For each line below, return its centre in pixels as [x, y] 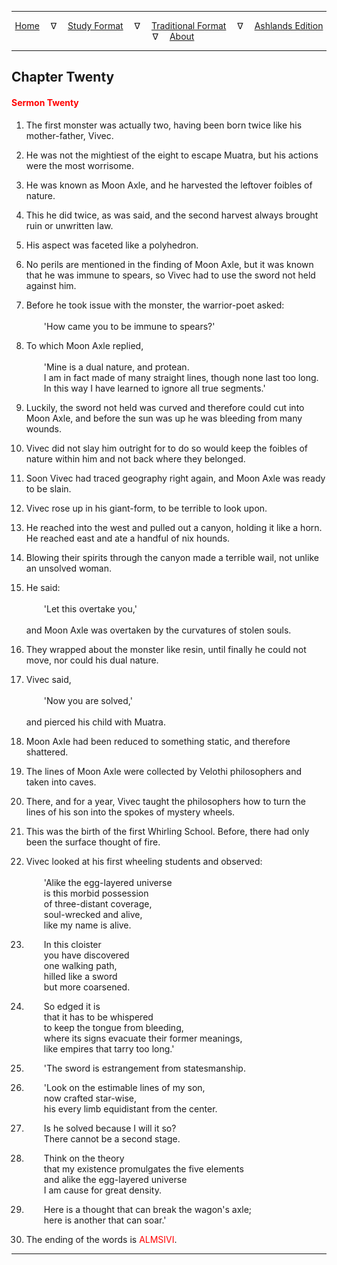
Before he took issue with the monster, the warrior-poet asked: [155, 305]
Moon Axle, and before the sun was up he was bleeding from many [164, 418]
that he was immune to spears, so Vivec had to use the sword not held [170, 275]
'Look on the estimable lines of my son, [124, 1087]
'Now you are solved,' [88, 700]
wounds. [43, 428]
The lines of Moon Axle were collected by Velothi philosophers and [163, 771]
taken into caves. [61, 782]
